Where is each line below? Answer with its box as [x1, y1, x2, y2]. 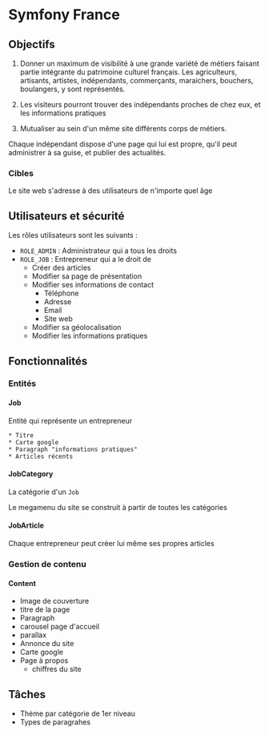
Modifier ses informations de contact [31, 280, 155, 290]
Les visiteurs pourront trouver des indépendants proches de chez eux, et [19, 100, 262, 109]
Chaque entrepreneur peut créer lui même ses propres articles [8, 539, 215, 548]
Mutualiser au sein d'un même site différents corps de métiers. [19, 124, 227, 133]
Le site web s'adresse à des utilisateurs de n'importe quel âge [8, 186, 213, 195]
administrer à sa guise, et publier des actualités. [8, 148, 167, 157]
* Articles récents [8, 452, 74, 460]
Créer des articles [31, 263, 91, 273]
